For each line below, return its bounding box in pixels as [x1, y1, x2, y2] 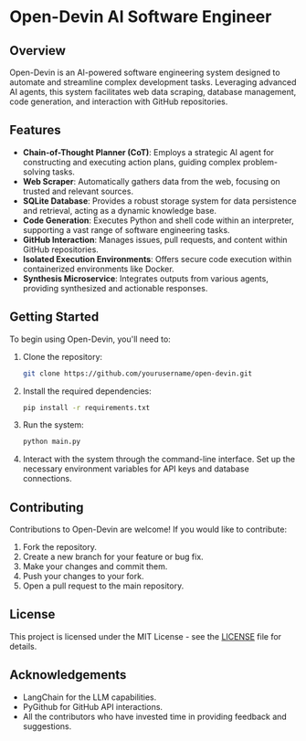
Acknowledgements [9, 667, 127, 683]
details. [9, 640, 37, 651]
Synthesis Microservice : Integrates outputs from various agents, [22, 272, 269, 284]
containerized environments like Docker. [22, 263, 175, 274]
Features [9, 122, 61, 138]
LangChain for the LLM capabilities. [22, 692, 157, 703]
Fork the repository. [22, 542, 98, 553]
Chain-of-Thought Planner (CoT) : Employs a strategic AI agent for [22, 146, 274, 157]
